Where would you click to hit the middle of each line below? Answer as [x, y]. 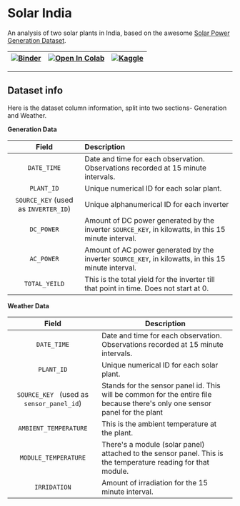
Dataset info [35, 91]
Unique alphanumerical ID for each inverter [157, 204]
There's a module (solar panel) [153, 444]
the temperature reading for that [155, 462]
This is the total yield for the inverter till [150, 279]
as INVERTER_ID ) [44, 208]
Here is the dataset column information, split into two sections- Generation [117, 108]
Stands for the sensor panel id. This [161, 385]
